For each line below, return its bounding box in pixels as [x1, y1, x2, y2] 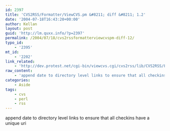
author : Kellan [5, 21, 37, 27]
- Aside [14, 82, 30, 87]
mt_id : [5, 49, 19, 54]
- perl [14, 96, 28, 101]
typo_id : [5, 40, 24, 45]
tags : [5, 87, 17, 92]
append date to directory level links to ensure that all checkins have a [5, 115, 150, 121]
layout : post [5, 26, 33, 31]
